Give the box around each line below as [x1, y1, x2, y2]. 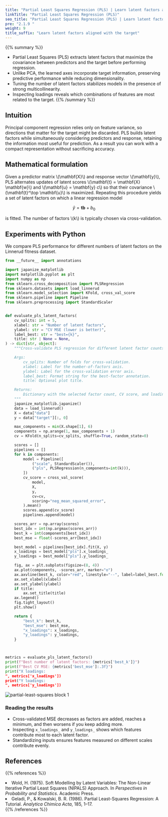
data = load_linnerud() [14, 406, 64, 411]
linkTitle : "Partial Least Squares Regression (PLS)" [5, 12, 120, 17]
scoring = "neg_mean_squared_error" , [31, 498, 106, 503]
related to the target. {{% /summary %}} [12, 97, 95, 103]
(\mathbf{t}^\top [5, 189, 39, 195]
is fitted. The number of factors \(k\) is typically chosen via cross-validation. [5, 215, 162, 221]
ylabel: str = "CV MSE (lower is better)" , [14, 327, 106, 332]
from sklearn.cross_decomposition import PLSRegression [5, 281, 124, 286]
